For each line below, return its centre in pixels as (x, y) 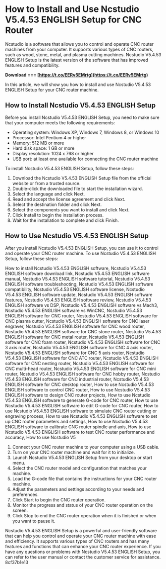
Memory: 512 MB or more (38, 143)
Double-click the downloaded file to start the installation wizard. (78, 189)
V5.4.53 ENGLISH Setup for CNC (74, 20)
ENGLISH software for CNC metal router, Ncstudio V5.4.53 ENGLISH (75, 337)
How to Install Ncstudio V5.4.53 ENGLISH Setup (81, 105)
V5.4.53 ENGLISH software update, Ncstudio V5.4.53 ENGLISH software (79, 294)
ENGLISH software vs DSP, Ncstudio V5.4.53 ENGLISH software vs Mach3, (82, 305)
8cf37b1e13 (17, 562)
